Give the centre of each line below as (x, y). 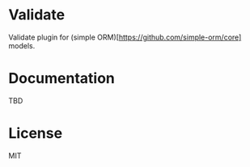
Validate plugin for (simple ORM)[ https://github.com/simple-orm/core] (125, 37)
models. (22, 45)
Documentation (62, 79)
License (36, 134)
